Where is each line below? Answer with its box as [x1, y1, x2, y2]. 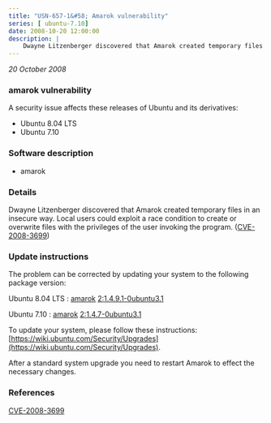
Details [8, 186, 37, 197]
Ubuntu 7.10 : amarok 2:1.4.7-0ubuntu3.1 [8, 309, 142, 319]
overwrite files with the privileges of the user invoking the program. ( [8, 222, 238, 232]
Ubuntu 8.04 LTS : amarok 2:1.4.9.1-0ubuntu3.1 [8, 294, 164, 304]
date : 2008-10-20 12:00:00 [8, 27, 100, 35]
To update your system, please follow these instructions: [8, 326, 197, 335]
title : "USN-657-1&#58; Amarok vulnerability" [8, 11, 169, 20]
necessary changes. [8, 367, 77, 377]
